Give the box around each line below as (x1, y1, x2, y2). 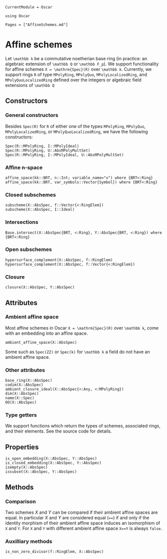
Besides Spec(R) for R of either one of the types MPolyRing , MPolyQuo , (5, 123, 146, 129)
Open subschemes (5, 246, 52, 253)
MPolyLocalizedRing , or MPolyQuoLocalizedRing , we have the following (5, 128, 148, 134)
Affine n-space (5, 164, 43, 171)
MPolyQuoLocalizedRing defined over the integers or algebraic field (5, 77, 141, 83)
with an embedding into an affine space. (5, 330, 88, 336)
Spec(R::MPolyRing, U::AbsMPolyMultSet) (5, 148, 91, 153)
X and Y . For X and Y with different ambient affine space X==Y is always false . (5, 525, 162, 531)
